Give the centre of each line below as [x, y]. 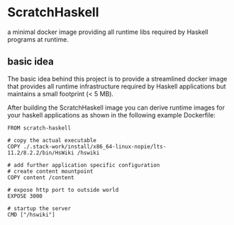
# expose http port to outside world [63, 190]
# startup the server [39, 208]
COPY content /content [41, 178]
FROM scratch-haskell [39, 128]
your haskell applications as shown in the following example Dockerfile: [112, 115]
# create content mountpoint [50, 171]
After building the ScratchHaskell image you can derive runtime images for [116, 108]
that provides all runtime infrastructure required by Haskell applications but [117, 86]
